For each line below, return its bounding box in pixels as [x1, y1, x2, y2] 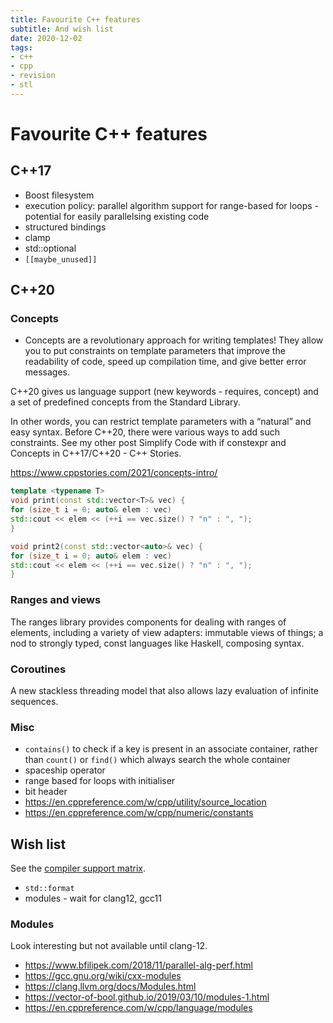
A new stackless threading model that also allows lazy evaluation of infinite [10, 684, 319, 696]
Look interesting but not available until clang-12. [10, 940, 208, 952]
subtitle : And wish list [10, 24, 114, 34]
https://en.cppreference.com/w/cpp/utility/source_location [24, 796, 267, 808]
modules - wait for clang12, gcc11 [24, 892, 162, 905]
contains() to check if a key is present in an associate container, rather [24, 743, 318, 755]
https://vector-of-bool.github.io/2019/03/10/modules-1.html [24, 991, 270, 1003]
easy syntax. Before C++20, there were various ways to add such [10, 426, 280, 438]
